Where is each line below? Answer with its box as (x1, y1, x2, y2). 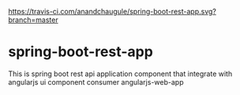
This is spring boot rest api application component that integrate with (8, 69, 233, 78)
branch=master (8, 15, 58, 25)
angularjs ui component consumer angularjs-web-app (8, 77, 184, 86)
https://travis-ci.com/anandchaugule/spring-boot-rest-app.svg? (8, 7, 217, 16)
